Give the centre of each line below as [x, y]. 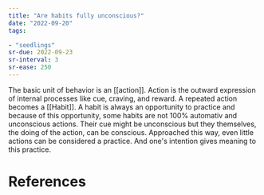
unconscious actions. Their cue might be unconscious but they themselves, [132, 124]
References [47, 182]
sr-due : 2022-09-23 [41, 53]
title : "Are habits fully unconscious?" [77, 16]
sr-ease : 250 [30, 68]
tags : [17, 30]
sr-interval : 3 [33, 60]
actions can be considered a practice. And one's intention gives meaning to [132, 141]
